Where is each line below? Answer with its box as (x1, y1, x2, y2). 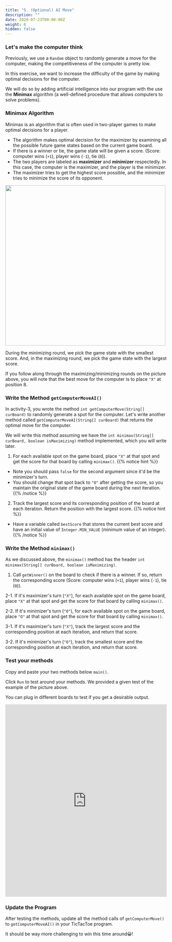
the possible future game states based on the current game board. (12, 142, 154, 148)
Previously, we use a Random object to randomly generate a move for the (5, 55, 157, 62)
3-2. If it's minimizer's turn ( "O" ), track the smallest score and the (5, 639, 143, 645)
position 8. (5, 381, 28, 387)
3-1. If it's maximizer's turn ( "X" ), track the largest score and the (5, 623, 140, 630)
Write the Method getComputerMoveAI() (5, 394, 102, 401)
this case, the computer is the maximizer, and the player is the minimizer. (12, 164, 166, 170)
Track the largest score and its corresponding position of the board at (12, 500, 160, 506)
